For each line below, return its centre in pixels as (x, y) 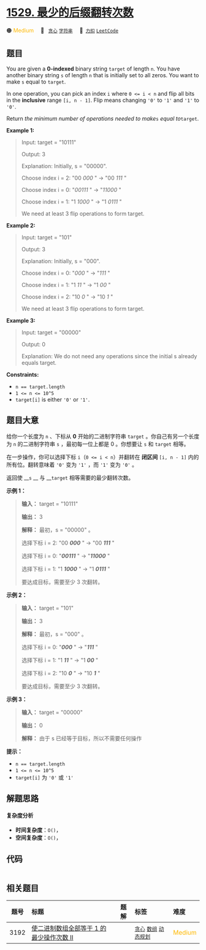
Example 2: (21, 225)
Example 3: (21, 320)
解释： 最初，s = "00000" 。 (57, 530)
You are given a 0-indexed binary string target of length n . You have (93, 69)
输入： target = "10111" (50, 504)
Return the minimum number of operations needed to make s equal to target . (103, 118)
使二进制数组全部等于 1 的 (69, 928)
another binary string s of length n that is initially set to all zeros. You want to (103, 75)
